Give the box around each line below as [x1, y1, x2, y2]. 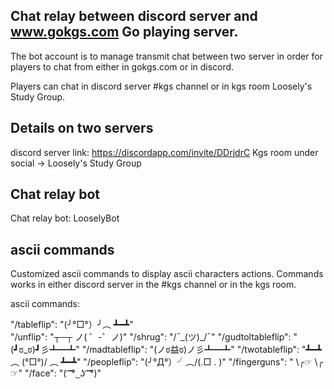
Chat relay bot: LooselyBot [10, 212, 120, 224]
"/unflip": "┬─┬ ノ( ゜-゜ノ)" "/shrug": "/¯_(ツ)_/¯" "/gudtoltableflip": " [10, 331, 298, 343]
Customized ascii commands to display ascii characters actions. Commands [10, 268, 324, 280]
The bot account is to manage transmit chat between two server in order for [10, 50, 323, 62]
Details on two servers [10, 120, 154, 137]
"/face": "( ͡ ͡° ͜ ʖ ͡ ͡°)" [24, 367, 102, 379]
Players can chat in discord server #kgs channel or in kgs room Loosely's [10, 80, 313, 92]
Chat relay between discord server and [10, 8, 258, 25]
